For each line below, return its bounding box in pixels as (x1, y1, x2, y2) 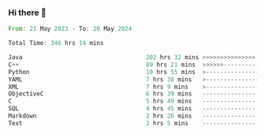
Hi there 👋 (8, 7, 47, 18)
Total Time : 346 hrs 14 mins (8, 39, 104, 47)
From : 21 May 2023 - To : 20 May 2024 (8, 25, 132, 33)
